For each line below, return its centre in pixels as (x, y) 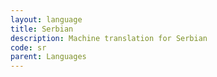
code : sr (28, 47)
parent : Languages (48, 57)
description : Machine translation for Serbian (109, 38)
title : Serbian (42, 29)
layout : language (46, 19)
